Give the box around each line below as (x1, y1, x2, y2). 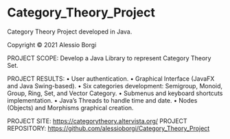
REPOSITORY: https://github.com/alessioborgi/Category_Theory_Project (7, 124, 210, 132)
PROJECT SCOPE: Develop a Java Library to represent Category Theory (7, 53, 211, 62)
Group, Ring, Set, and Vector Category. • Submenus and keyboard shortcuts (7, 89, 223, 97)
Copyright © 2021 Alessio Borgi (7, 40, 97, 49)
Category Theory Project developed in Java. (7, 27, 133, 36)
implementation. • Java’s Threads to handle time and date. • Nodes (7, 96, 198, 104)
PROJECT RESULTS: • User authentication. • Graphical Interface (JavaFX (7, 74, 215, 83)
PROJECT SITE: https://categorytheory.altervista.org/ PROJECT (7, 116, 187, 125)
